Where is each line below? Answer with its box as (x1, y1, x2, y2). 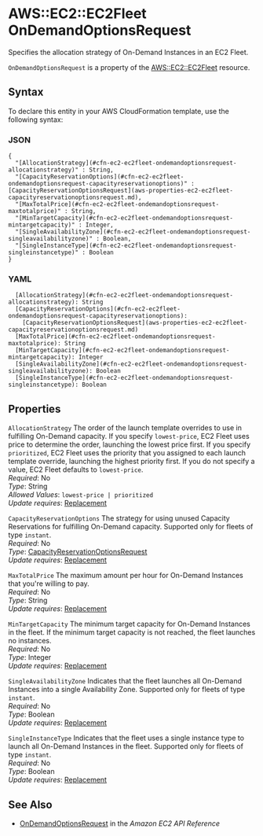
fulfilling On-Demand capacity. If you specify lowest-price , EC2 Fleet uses (8, 432, 250, 441)
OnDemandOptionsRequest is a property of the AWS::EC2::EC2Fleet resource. (8, 62, 250, 72)
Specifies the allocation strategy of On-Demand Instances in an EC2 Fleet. (8, 47, 249, 57)
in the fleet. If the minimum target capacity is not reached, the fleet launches (8, 628, 256, 637)
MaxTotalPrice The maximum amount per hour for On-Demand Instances (8, 571, 243, 580)
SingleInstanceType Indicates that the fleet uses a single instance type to (8, 733, 245, 743)
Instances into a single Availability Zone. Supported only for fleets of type (8, 685, 246, 694)
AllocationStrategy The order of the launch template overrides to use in (8, 423, 242, 433)
